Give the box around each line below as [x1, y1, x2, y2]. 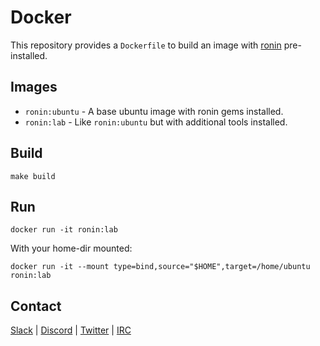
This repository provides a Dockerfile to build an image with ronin [10, 39, 282, 51]
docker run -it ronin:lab [10, 225, 118, 235]
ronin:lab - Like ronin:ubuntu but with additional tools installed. [24, 116, 288, 128]
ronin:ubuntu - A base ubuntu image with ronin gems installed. [24, 105, 284, 117]
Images [10, 79, 58, 96]
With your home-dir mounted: [10, 242, 133, 255]
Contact [10, 297, 62, 315]
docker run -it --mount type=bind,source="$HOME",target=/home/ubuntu [10, 262, 311, 272]
